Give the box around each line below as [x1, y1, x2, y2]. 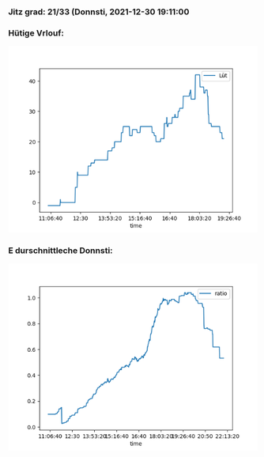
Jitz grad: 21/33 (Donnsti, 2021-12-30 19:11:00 [8, 6, 190, 17]
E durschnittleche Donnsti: [8, 245, 113, 256]
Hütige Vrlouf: [8, 27, 65, 38]
